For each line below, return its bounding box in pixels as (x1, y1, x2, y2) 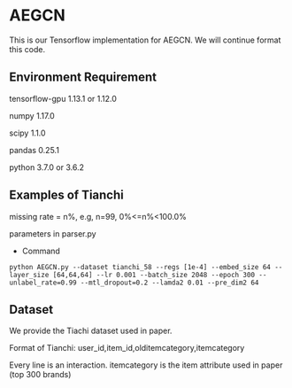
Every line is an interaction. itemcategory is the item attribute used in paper (9, 360, 283, 370)
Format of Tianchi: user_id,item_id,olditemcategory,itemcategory (9, 343, 245, 353)
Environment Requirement (9, 70, 158, 85)
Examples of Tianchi (9, 188, 124, 203)
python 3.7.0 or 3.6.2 (9, 161, 85, 173)
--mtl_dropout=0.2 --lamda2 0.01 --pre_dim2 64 (80, 278, 259, 287)
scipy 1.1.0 (9, 128, 46, 138)
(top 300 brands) (9, 369, 72, 380)
